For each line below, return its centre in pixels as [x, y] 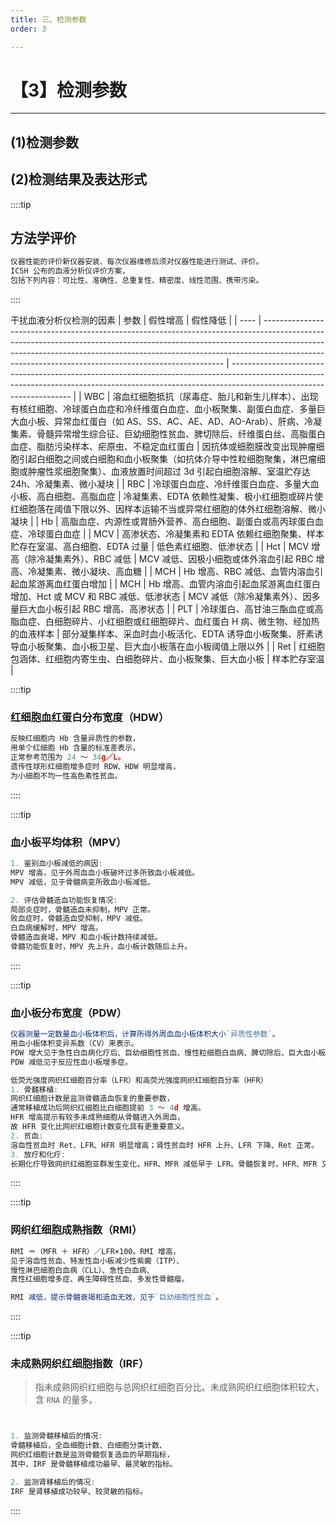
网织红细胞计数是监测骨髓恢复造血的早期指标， [92, 1455]
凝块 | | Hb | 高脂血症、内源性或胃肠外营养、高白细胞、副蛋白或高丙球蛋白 [162, 522]
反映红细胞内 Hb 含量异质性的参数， [75, 739]
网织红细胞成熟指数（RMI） [76, 1230]
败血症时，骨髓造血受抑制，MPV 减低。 [79, 919]
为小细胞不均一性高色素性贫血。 [66, 776]
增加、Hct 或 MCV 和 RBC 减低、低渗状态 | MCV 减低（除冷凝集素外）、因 [161, 597]
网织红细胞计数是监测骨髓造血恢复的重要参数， [92, 1099]
